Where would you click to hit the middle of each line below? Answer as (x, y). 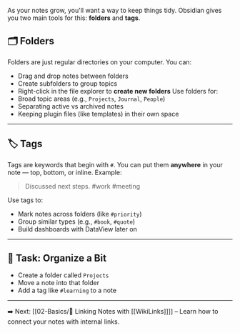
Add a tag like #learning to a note (67, 290)
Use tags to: (25, 200)
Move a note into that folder (59, 283)
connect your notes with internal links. (64, 322)
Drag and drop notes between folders (73, 76)
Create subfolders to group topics (67, 83)
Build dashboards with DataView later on (77, 229)
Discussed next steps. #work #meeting (82, 186)
